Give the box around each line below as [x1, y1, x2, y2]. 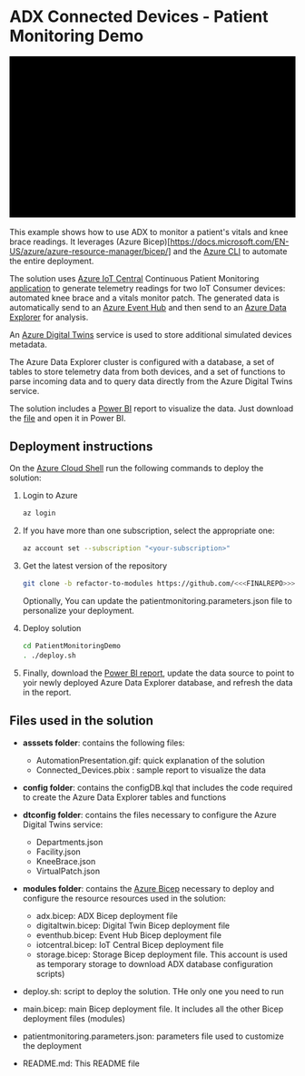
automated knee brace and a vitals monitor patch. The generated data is [9, 292, 280, 303]
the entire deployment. [9, 255, 94, 266]
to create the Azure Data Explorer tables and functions [22, 792, 227, 803]
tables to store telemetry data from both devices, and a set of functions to [9, 366, 286, 377]
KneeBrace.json [35, 855, 96, 866]
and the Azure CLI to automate [172, 245, 288, 256]
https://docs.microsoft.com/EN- [170, 236, 290, 247]
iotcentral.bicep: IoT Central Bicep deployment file [35, 939, 224, 950]
